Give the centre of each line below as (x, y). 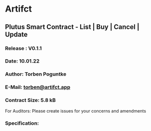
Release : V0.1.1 (24, 48)
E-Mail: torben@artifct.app (38, 87)
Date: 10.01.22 (22, 61)
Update (17, 34)
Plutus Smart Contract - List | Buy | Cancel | (72, 27)
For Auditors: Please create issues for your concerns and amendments (76, 111)
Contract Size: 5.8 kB (30, 100)
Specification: (22, 123)
